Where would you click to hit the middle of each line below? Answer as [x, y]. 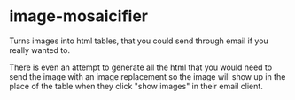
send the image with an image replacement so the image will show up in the [147, 76]
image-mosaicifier [79, 16]
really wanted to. [40, 50]
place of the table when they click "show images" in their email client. [136, 86]
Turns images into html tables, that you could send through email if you [139, 41]
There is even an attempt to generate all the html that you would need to [141, 67]
